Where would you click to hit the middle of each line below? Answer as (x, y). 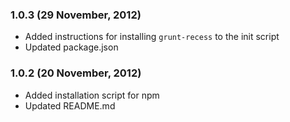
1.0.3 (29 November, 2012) (76, 15)
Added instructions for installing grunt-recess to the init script (152, 37)
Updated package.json (71, 47)
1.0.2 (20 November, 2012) (76, 73)
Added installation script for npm (92, 95)
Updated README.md (70, 105)
